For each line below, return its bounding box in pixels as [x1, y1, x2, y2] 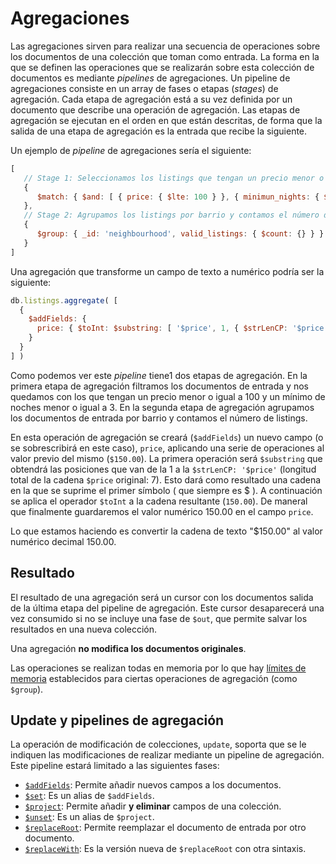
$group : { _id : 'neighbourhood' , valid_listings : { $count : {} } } [36, 229, 325, 239]
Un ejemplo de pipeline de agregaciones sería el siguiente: [10, 144, 252, 156]
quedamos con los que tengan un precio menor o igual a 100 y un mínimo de [10, 390, 326, 402]
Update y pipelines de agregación [10, 712, 225, 729]
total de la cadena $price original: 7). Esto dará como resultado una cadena [10, 473, 322, 486]
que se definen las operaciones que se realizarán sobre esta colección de [10, 61, 315, 73]
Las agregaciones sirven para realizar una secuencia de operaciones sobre [10, 40, 321, 52]
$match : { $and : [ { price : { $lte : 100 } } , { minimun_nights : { [36, 192, 320, 202]
